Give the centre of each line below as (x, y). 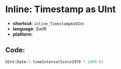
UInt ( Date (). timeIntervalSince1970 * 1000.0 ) (54, 62)
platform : (23, 34)
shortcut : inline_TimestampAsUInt (49, 23)
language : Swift (30, 28)
